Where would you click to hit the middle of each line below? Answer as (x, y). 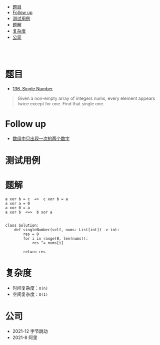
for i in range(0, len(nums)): (56, 239)
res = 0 (31, 234)
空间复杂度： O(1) (30, 294)
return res (34, 252)
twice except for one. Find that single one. (61, 103)
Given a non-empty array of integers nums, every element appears (86, 98)
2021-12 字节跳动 (30, 331)
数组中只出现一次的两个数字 (41, 138)
